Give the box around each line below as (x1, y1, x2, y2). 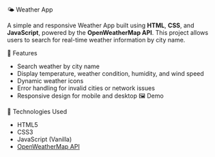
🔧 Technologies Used (7, 108, 67, 115)
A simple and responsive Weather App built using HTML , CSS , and (7, 21, 195, 29)
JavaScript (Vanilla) (16, 135, 72, 143)
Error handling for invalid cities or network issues (16, 84, 156, 92)
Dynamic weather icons (16, 77, 84, 85)
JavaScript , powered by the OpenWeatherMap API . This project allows (7, 29, 209, 36)
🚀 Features (7, 49, 38, 57)
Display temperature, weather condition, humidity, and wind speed (16, 70, 205, 77)
